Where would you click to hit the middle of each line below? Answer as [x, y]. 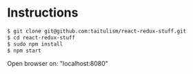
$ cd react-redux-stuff [41, 37]
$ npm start [24, 50]
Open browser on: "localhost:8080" [58, 64]
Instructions [43, 13]
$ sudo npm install [35, 44]
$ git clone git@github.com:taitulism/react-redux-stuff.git [97, 31]
